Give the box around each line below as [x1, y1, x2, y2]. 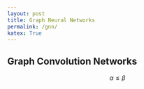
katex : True [7, 29, 42, 37]
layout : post [7, 10, 45, 17]
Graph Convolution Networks [7, 55, 138, 67]
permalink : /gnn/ [7, 23, 58, 30]
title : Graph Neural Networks [7, 17, 96, 24]
